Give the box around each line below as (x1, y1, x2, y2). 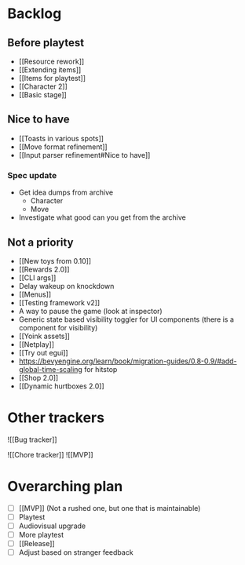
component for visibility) (18, 323, 98, 332)
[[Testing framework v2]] (18, 297, 101, 307)
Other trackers (7, 409, 105, 427)
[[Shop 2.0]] (18, 373, 59, 382)
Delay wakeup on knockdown (18, 281, 115, 290)
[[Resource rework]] (18, 56, 85, 66)
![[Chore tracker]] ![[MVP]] (7, 450, 93, 459)
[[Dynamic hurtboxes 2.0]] (18, 381, 105, 391)
